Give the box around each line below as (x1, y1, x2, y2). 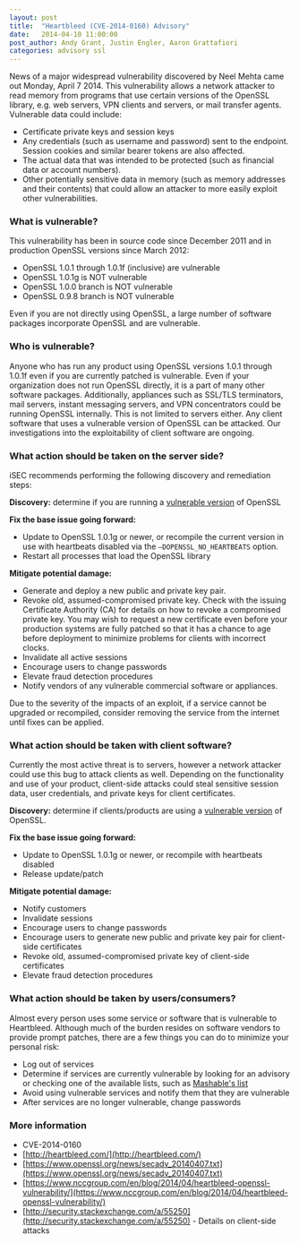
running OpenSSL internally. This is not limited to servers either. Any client (9, 408, 283, 419)
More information (9, 1119, 87, 1131)
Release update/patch (21, 869, 105, 879)
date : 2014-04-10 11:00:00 (9, 30, 118, 39)
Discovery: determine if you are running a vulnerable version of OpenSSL (9, 497, 282, 508)
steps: (9, 480, 32, 491)
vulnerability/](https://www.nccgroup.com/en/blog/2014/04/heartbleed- (21, 1187, 288, 1197)
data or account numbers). (21, 165, 121, 176)
